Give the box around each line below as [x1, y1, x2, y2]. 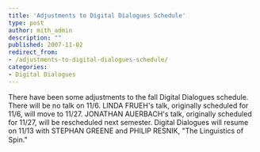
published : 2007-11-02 [8, 41, 83, 49]
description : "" [8, 33, 62, 42]
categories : [8, 63, 48, 71]
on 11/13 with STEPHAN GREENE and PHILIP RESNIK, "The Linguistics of [8, 126, 244, 135]
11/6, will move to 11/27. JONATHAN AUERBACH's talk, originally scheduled [8, 108, 252, 119]
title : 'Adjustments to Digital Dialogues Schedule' [8, 11, 186, 20]
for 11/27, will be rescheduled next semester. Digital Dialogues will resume [8, 117, 249, 127]
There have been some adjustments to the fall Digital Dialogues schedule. [8, 92, 249, 101]
